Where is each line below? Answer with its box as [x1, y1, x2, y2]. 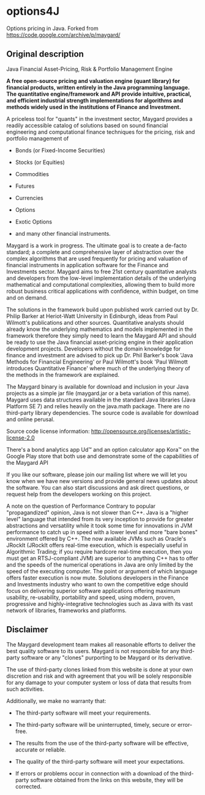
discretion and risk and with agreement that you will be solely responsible [6, 672, 192, 680]
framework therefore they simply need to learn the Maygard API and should [6, 332, 197, 339]
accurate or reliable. [15, 746, 66, 753]
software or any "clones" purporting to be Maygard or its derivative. [21, 654, 192, 661]
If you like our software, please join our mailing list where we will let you [6, 471, 187, 478]
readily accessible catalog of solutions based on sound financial [6, 122, 168, 129]
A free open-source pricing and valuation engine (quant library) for [6, 77, 181, 84]
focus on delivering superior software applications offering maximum [6, 587, 181, 594]
